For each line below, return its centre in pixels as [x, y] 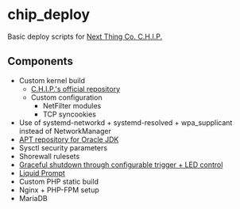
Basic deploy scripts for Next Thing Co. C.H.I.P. [85, 36]
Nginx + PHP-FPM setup [59, 190]
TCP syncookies [70, 114]
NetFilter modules [72, 105]
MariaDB [33, 198]
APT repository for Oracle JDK [69, 139]
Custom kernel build [52, 80]
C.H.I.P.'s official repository [75, 89]
